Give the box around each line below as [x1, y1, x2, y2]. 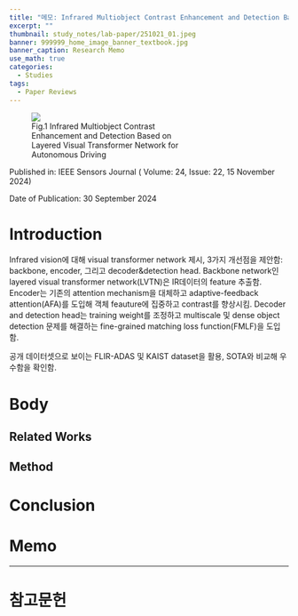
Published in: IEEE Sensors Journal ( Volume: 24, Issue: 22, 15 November [9, 166, 275, 177]
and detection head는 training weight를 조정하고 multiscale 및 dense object [9, 310, 280, 321]
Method [9, 460, 54, 475]
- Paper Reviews [17, 87, 77, 96]
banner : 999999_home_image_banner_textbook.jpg [9, 37, 189, 47]
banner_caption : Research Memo [9, 46, 125, 55]
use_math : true [9, 54, 66, 63]
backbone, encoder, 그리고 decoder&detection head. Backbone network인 [9, 266, 279, 276]
